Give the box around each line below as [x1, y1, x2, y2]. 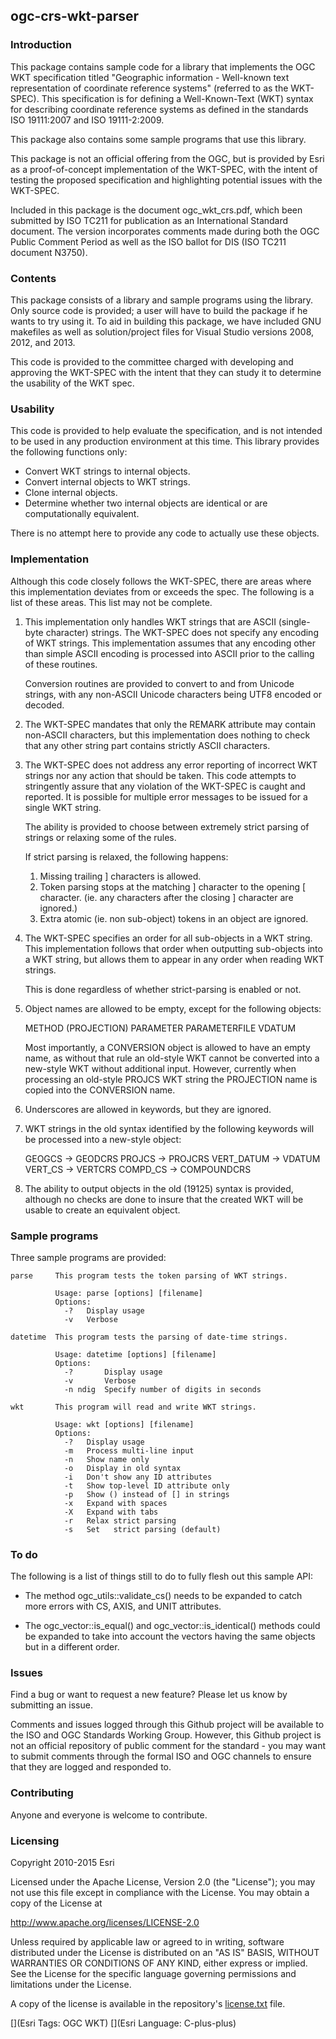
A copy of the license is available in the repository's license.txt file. [10, 1998, 286, 2010]
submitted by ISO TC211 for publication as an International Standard [10, 214, 289, 226]
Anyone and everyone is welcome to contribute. [10, 1809, 208, 1821]
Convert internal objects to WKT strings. [24, 476, 191, 488]
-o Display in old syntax [63, 1463, 182, 1473]
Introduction [10, 38, 72, 52]
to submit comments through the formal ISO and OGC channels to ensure [10, 1750, 312, 1763]
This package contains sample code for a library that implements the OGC [10, 60, 316, 73]
